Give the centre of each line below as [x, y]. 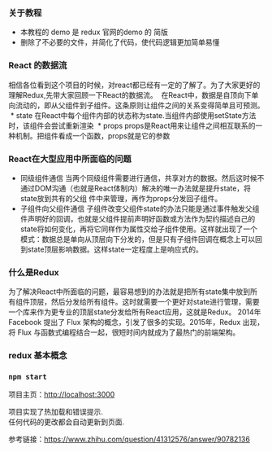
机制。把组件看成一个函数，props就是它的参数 [93, 135]
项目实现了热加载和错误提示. [56, 412]
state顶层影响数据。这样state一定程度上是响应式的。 [115, 249]
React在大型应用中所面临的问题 [70, 159]
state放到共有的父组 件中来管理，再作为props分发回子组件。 [121, 198]
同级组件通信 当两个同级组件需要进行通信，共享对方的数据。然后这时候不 [142, 178]
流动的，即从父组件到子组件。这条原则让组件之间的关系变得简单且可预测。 [140, 105]
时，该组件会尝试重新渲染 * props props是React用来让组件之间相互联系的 [132, 125]
